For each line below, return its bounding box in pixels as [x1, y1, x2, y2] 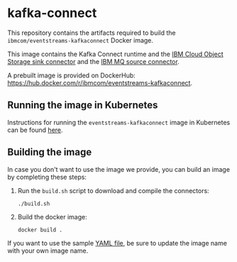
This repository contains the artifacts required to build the [7, 28, 176, 37]
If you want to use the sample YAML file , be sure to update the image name [7, 239, 227, 247]
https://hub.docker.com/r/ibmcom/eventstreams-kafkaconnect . [7, 78, 193, 87]
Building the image [7, 146, 92, 158]
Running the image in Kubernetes [7, 99, 158, 111]
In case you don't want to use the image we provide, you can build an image [7, 165, 231, 173]
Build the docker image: [17, 212, 87, 221]
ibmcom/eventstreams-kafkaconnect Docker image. [7, 36, 154, 44]
